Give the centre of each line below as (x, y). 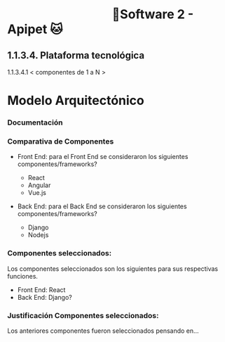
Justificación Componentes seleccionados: (83, 315)
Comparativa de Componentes (61, 141)
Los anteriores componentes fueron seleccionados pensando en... (103, 331)
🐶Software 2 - (153, 14)
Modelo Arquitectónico (76, 101)
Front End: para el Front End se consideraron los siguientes (103, 157)
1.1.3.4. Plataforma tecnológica (76, 55)
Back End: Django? (45, 297)
